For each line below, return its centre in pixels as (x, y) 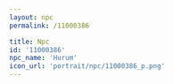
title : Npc (29, 42)
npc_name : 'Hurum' (43, 58)
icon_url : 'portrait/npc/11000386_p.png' (87, 66)
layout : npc (31, 17)
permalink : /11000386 (49, 26)
